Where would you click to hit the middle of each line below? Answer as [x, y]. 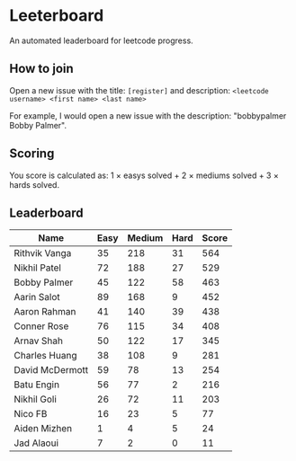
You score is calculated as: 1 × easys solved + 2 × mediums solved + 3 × [144, 175]
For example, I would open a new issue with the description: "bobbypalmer [148, 115]
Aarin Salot [37, 297]
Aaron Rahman [45, 312]
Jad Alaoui [36, 443]
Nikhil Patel [37, 268]
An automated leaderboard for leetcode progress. [101, 40]
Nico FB [31, 414]
